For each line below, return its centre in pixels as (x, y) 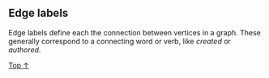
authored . (25, 49)
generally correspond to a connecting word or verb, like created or (120, 41)
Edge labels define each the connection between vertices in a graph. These (134, 32)
